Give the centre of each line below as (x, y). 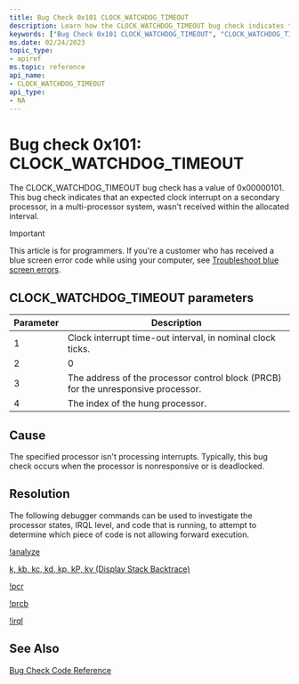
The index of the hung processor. (137, 403)
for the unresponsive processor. (134, 389)
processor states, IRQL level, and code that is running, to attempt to (133, 525)
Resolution (40, 494)
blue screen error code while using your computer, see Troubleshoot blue (144, 260)
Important (27, 233)
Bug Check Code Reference (61, 670)
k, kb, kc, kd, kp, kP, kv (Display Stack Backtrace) (100, 569)
